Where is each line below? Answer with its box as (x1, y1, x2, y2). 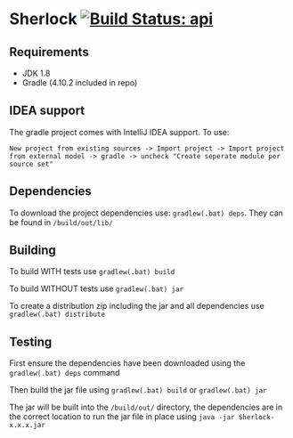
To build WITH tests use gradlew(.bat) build (9, 266, 175, 277)
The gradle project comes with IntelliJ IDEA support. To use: (9, 126, 230, 137)
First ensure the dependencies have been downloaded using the (9, 358, 246, 369)
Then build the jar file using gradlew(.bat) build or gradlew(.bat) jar (9, 385, 267, 395)
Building (9, 243, 56, 258)
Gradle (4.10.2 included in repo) (21, 77, 138, 88)
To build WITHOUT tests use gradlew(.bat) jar (9, 283, 184, 294)
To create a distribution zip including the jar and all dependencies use (9, 301, 265, 312)
